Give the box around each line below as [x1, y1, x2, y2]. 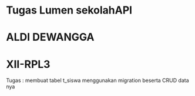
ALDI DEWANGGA [6, 31, 95, 44]
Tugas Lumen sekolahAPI [6, 4, 133, 17]
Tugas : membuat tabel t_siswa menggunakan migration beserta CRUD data [6, 77, 189, 84]
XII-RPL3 [6, 57, 51, 71]
